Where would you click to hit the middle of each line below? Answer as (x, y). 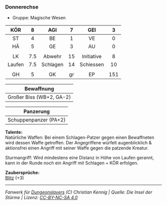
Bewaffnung (40, 89)
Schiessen (92, 65)
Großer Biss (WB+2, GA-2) (39, 97)
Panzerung (37, 111)
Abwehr (52, 57)
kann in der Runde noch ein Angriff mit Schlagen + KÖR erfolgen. (72, 163)
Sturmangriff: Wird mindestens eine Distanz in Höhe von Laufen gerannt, (80, 158)
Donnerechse (22, 7)
